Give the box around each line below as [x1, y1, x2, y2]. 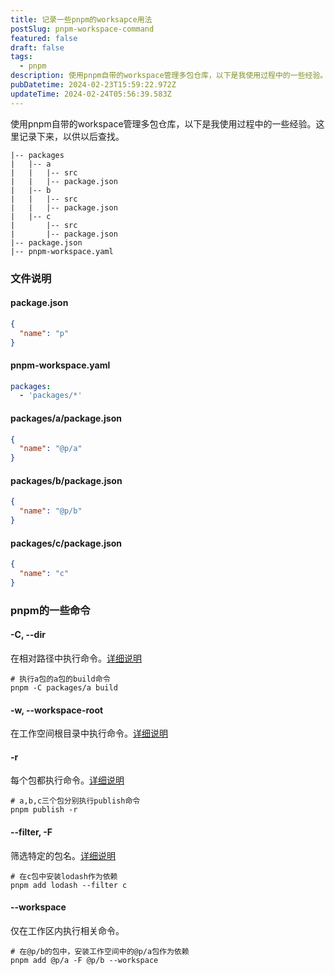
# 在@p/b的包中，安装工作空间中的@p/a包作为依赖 [10, 946, 190, 956]
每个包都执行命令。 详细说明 [10, 774, 125, 786]
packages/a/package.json [10, 412, 122, 424]
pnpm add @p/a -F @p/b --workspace [10, 955, 159, 965]
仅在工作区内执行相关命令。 [10, 924, 125, 936]
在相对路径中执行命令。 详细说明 [10, 652, 142, 664]
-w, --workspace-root [10, 704, 104, 716]
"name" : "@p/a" [19, 444, 83, 454]
